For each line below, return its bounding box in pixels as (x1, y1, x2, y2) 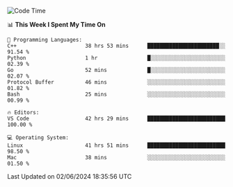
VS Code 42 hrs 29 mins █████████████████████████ (7, 115, 226, 122)
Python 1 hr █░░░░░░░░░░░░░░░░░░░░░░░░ (7, 55, 226, 62)
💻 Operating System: (7, 134, 70, 141)
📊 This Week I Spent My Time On (7, 21, 106, 28)
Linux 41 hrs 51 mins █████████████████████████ (7, 142, 226, 149)
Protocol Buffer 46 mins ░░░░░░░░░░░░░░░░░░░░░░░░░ (7, 79, 226, 86)
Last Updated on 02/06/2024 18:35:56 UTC (7, 172, 132, 180)
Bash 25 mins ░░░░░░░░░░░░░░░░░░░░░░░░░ (7, 91, 226, 98)
